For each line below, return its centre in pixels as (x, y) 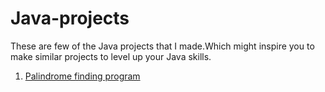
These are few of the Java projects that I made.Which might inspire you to (162, 46)
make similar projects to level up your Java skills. (111, 56)
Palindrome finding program (82, 76)
